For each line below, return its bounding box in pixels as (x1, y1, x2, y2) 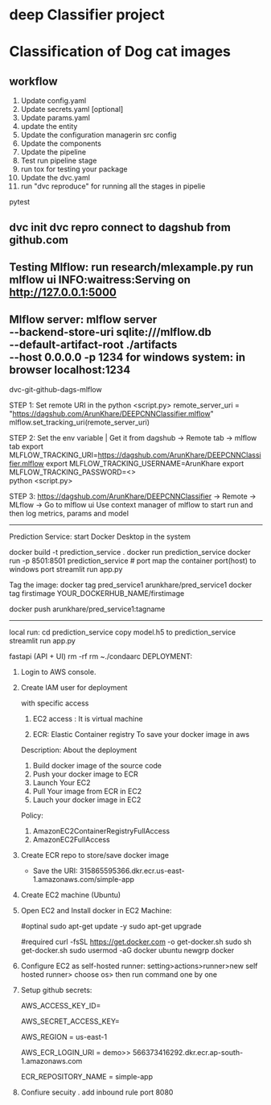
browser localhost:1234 (9, 363, 131, 377)
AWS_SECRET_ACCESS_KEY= (20, 1016, 120, 1026)
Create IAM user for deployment (20, 682, 128, 692)
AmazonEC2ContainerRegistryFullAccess (32, 826, 170, 835)
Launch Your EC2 (32, 777, 91, 787)
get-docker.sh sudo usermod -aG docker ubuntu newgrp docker (20, 945, 235, 955)
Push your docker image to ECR (32, 769, 139, 779)
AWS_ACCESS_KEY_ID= (20, 1000, 101, 1010)
